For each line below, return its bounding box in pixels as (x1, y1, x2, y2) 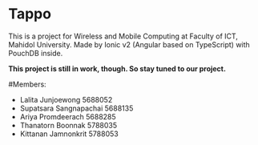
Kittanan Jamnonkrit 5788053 (19, 129, 119, 139)
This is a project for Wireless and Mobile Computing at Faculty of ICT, (8, 31, 239, 41)
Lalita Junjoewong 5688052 (19, 95, 113, 104)
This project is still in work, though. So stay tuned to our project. (8, 63, 227, 73)
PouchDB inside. (8, 48, 63, 58)
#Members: (8, 79, 46, 89)
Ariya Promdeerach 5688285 (19, 111, 116, 121)
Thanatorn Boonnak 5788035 (19, 120, 118, 130)
